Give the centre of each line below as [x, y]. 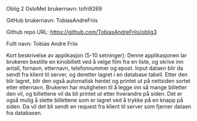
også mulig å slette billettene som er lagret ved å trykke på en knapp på [95, 100]
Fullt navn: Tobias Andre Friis [42, 44]
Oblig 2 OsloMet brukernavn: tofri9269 [54, 9]
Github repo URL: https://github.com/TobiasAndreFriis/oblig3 [82, 32]
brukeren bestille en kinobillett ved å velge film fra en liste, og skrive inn [95, 62]
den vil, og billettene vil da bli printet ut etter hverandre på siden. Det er [94, 94]
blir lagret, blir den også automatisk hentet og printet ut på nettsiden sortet [98, 81]
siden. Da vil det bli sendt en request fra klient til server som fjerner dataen [99, 107]
